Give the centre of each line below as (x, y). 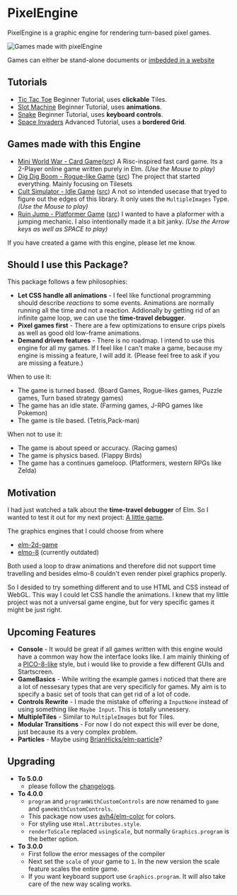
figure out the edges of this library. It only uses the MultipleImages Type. (123, 199)
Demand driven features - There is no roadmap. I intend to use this (116, 340)
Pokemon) (33, 413)
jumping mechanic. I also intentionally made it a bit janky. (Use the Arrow (123, 221)
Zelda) (27, 470)
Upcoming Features (52, 632)
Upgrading (31, 762)
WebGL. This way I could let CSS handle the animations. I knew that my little (118, 595)
